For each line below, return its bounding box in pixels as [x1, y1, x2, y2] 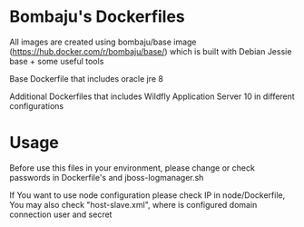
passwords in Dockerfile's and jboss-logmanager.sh [9, 172, 204, 183]
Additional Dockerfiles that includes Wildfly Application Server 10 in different [9, 91, 295, 102]
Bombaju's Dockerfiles [9, 6, 186, 27]
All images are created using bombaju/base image [9, 36, 197, 47]
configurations [9, 100, 64, 111]
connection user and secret [9, 209, 113, 220]
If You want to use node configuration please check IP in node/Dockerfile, [9, 189, 286, 201]
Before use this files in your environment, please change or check [9, 162, 256, 173]
